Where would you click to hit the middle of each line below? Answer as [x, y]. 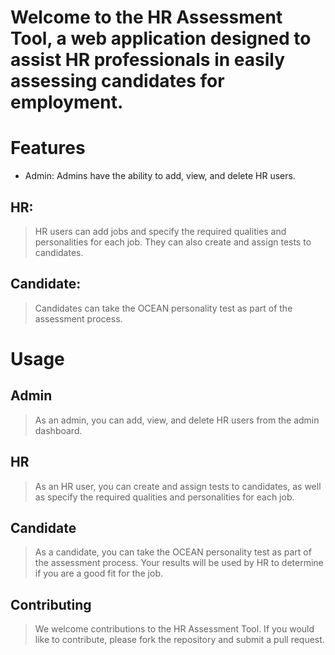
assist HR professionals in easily [148, 60]
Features [48, 148]
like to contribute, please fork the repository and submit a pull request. [179, 640]
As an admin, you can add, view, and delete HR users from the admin [177, 420]
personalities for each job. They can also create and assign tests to [173, 242]
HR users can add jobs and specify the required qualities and [160, 231]
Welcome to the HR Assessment [146, 17]
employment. [67, 102]
